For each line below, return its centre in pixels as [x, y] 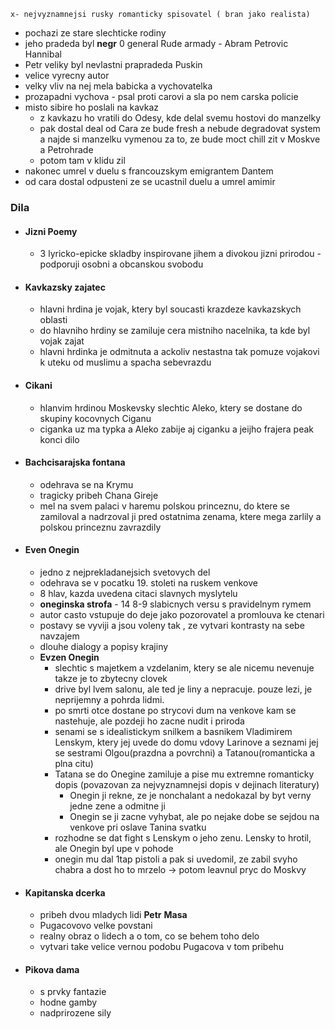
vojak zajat [62, 341]
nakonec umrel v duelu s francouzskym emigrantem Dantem [149, 171]
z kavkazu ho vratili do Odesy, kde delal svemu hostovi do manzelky [180, 118]
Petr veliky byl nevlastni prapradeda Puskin [113, 64]
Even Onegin [52, 550]
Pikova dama [52, 969]
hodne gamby [68, 1002]
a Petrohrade [66, 149]
